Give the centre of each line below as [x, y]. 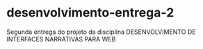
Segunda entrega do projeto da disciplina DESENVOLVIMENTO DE [101, 32]
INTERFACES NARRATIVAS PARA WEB [61, 39]
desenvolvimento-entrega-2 [90, 13]
